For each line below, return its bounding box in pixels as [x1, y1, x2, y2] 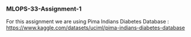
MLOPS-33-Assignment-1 [6, 5, 82, 13]
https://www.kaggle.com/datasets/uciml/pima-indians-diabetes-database [6, 24, 185, 31]
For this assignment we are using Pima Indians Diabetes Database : [6, 18, 169, 25]
